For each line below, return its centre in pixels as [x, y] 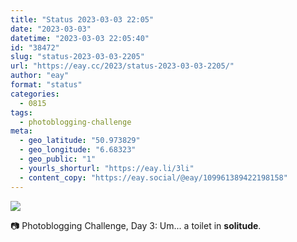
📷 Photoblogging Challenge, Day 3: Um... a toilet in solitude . [136, 225]
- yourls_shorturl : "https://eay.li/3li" [107, 168]
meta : [21, 131]
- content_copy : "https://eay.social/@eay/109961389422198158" [153, 177]
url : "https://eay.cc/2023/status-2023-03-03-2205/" [122, 66]
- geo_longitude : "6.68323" [78, 150]
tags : [21, 112]
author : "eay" [40, 76]
